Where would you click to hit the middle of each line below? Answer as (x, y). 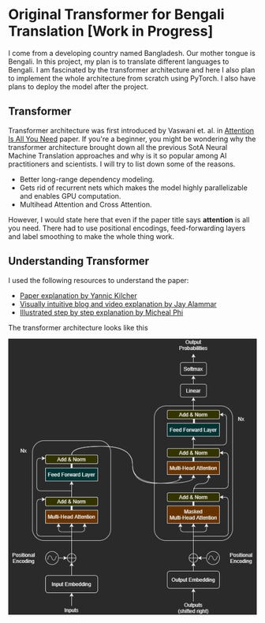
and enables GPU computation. (70, 196)
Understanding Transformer (79, 261)
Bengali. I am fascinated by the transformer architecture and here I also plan (132, 69)
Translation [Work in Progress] (111, 31)
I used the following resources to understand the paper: (99, 280)
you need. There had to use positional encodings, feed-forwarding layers (127, 228)
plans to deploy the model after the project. (78, 86)
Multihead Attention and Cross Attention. (86, 204)
